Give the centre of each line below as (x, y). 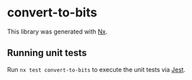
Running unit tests (47, 53)
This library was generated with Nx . (57, 31)
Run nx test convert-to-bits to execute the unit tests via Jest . (96, 69)
